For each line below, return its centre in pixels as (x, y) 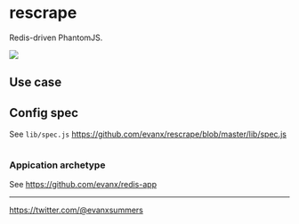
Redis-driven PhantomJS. (56, 37)
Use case (36, 83)
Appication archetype (57, 165)
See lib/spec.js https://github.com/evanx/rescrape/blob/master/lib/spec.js (148, 134)
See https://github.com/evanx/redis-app (83, 185)
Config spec (44, 113)
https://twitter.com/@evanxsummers (77, 210)
